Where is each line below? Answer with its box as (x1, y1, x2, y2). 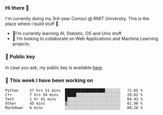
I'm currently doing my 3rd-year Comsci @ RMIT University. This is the (5, 16, 150, 22)
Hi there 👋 (5, 4, 30, 11)
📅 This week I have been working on (5, 77, 93, 83)
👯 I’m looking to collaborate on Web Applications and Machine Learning (12, 36, 159, 41)
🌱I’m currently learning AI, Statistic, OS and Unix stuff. (12, 31, 123, 37)
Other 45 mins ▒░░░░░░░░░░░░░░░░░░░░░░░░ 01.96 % (5, 101, 143, 106)
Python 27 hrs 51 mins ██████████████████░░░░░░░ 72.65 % (5, 88, 143, 93)
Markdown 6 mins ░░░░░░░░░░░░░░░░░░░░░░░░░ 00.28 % (5, 105, 143, 110)
